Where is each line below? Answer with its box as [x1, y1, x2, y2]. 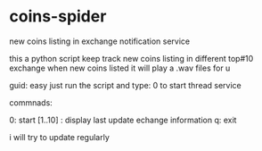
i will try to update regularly [9, 131, 110, 142]
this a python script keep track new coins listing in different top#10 [9, 53, 254, 63]
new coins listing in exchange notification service [9, 36, 191, 46]
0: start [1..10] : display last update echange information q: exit [9, 114, 237, 125]
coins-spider [9, 6, 107, 27]
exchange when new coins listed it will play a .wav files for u [9, 63, 231, 73]
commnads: [9, 96, 53, 108]
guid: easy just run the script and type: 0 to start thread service [9, 80, 242, 90]
